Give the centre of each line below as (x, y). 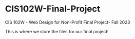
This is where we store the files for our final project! (57, 31)
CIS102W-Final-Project (53, 9)
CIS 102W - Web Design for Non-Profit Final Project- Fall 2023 (67, 22)
